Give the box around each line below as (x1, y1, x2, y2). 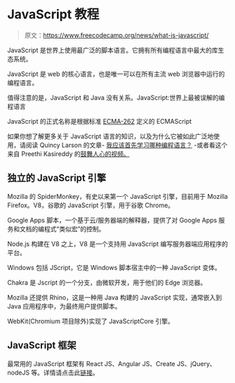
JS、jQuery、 (176, 359, 216, 368)
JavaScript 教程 (7, 6, 100, 22)
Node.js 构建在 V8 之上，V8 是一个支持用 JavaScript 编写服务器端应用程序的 (7, 240, 228, 248)
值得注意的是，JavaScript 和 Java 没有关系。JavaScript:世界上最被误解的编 (7, 93, 225, 102)
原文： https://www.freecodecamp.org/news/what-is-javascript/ (24, 31, 209, 39)
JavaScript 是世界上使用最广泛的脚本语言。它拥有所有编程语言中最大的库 (7, 46, 219, 54)
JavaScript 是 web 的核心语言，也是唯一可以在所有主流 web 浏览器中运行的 (7, 70, 225, 78)
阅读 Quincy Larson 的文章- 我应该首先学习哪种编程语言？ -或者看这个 (25, 141, 228, 149)
